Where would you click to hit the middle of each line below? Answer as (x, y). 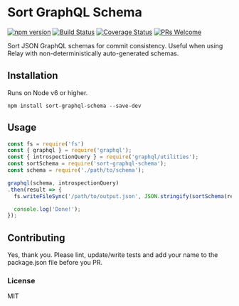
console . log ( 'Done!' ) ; (47, 209)
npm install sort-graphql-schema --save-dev (74, 106)
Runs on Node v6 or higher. (48, 92)
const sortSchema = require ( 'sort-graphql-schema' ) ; (87, 164)
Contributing (36, 237)
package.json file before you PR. (55, 263)
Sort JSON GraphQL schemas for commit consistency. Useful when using (115, 45)
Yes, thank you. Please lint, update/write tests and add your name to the (113, 255)
